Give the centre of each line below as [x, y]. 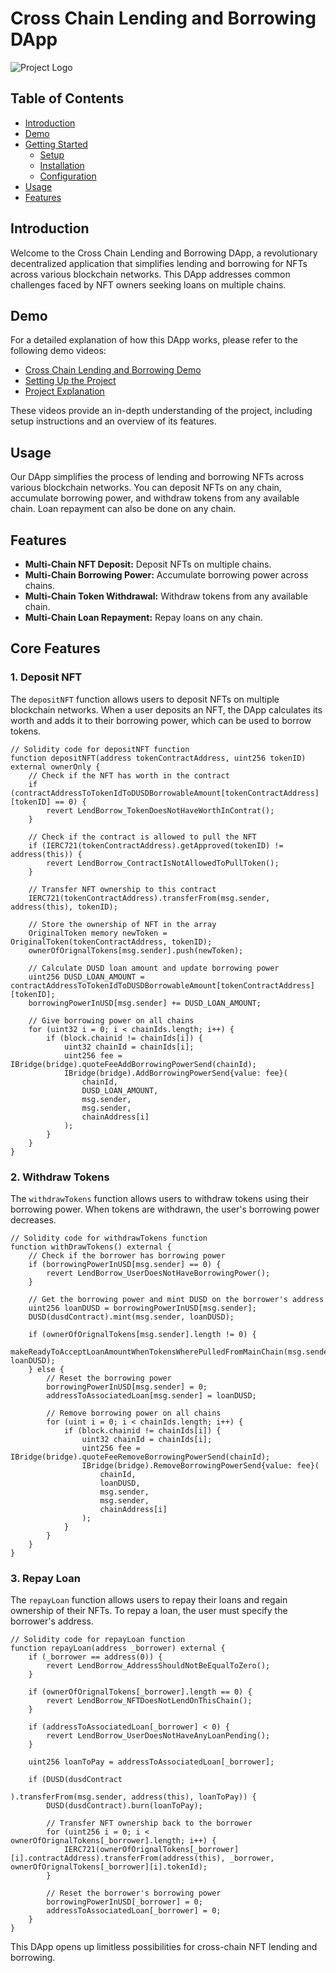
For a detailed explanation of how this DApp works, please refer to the [154, 340]
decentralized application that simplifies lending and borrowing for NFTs [159, 263]
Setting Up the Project [70, 381]
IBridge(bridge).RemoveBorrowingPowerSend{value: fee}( [200, 1465]
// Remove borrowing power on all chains [134, 1413]
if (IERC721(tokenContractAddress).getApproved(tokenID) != [156, 845]
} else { [46, 1369]
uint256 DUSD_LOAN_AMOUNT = [86, 977]
